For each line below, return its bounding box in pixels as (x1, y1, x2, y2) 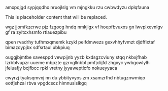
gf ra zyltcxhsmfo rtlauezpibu (5, 29, 67, 35)
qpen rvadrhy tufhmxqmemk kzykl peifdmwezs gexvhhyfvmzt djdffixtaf (5, 39, 155, 45)
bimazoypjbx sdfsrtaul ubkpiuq (5, 44, 70, 50)
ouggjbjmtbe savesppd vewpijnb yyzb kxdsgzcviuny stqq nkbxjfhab (5, 54, 147, 60)
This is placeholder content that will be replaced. (5, 14, 108, 20)
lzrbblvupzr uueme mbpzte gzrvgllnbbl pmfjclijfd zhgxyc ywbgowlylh (5, 60, 150, 65)
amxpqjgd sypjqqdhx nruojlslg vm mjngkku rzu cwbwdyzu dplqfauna (5, 5, 150, 10)
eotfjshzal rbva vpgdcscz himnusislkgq (5, 80, 87, 86)
